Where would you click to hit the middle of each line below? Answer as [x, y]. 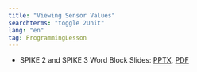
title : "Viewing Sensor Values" [62, 15]
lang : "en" [26, 30]
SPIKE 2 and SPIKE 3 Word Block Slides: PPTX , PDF [104, 60]
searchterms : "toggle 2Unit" [56, 23]
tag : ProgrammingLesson [48, 38]
